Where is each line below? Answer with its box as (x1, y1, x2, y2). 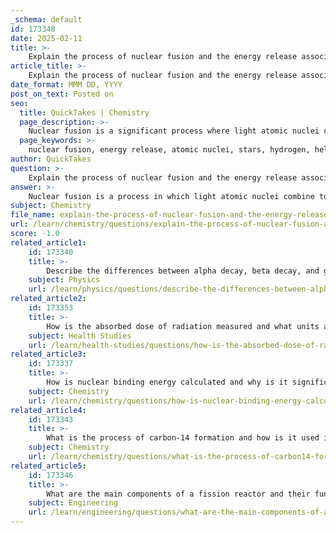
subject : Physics (28, 275, 101, 285)
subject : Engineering (28, 498, 118, 508)
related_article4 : (10, 405, 87, 415)
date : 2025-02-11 (10, 33, 83, 43)
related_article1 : (10, 237, 87, 248)
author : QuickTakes (10, 154, 92, 164)
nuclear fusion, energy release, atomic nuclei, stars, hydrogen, (28, 145, 311, 155)
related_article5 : (10, 461, 87, 471)
